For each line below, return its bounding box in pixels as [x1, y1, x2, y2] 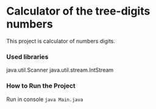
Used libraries [6, 52, 49, 61]
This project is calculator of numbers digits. [6, 37, 116, 44]
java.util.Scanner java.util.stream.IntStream [6, 66, 114, 74]
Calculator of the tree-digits [6, 4, 151, 18]
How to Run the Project [6, 82, 76, 90]
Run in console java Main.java [6, 96, 83, 103]
